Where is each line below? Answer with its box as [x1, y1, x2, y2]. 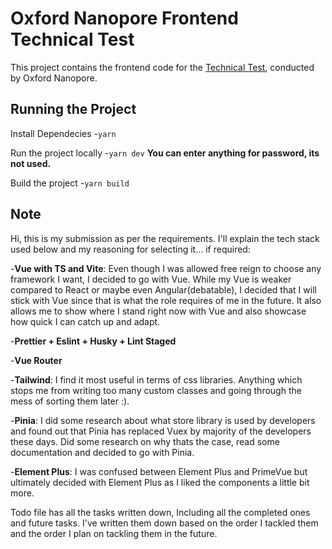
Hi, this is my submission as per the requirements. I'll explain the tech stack [10, 232, 320, 244]
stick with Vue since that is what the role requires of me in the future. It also [10, 294, 322, 306]
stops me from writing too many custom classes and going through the [10, 384, 302, 396]
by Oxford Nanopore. [10, 72, 98, 84]
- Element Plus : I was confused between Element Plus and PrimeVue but [10, 465, 308, 477]
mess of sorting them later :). [10, 395, 130, 407]
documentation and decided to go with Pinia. [10, 446, 195, 458]
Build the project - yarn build [10, 177, 130, 189]
